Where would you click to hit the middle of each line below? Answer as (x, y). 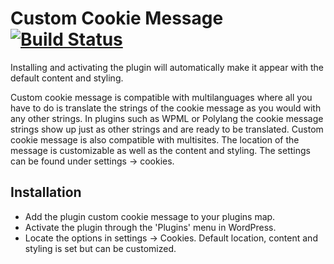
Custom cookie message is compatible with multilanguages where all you (161, 97)
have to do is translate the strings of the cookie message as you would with (166, 108)
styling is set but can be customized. (100, 248)
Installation (46, 192)
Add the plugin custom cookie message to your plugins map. (150, 216)
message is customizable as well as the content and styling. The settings (160, 150)
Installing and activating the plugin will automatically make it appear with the (167, 67)
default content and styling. (67, 78)
